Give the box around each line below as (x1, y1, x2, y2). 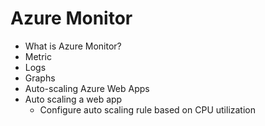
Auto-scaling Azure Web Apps (24, 82, 150, 94)
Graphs (24, 72, 56, 84)
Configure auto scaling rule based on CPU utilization (39, 103, 256, 116)
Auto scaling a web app (24, 93, 123, 105)
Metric (24, 50, 52, 62)
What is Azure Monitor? (24, 40, 122, 52)
